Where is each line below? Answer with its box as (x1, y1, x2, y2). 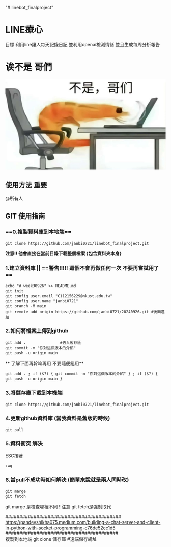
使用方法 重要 (5, 181, 47, 189)
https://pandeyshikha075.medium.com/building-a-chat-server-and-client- (5, 519, 161, 525)
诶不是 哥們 (5, 61, 52, 73)
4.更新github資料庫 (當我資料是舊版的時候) (5, 415, 110, 422)
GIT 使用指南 (5, 211, 45, 220)
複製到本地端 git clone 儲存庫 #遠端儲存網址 (5, 536, 97, 542)
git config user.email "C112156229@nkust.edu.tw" (5, 294, 113, 299)
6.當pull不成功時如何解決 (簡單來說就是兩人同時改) (5, 476, 129, 483)
